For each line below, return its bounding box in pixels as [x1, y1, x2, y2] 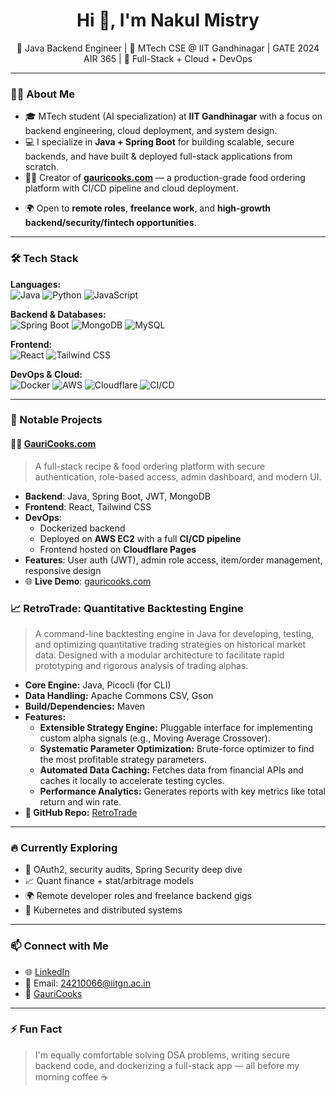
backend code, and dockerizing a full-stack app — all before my [34, 1059, 300, 1071]
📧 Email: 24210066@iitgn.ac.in [24, 977, 152, 989]
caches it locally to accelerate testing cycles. [39, 774, 225, 786]
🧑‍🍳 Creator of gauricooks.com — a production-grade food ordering [24, 172, 306, 184]
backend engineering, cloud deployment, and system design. [24, 125, 278, 137]
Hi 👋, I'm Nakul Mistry [76, 9, 260, 32]
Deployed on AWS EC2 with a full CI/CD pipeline [39, 532, 242, 544]
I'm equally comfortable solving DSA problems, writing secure [34, 1049, 291, 1061]
